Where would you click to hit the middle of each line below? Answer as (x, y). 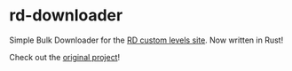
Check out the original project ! (65, 57)
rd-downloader (66, 16)
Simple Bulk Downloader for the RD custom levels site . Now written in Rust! (146, 40)
